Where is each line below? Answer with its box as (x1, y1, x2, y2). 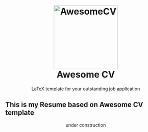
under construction (65, 122, 106, 128)
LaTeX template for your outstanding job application (31, 86, 140, 92)
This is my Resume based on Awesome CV (5, 100, 143, 109)
